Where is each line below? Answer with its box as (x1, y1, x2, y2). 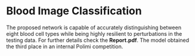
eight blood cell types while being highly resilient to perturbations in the (6, 30, 182, 37)
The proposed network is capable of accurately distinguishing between (6, 24, 182, 31)
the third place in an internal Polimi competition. (6, 43, 123, 50)
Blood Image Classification (6, 4, 142, 18)
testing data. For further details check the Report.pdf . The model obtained (6, 36, 190, 43)
